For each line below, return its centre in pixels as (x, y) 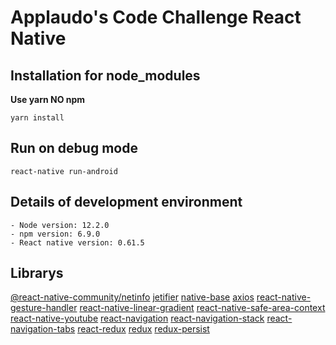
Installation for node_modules (105, 75)
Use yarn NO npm (48, 99)
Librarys (37, 273)
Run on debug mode (74, 148)
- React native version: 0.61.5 (77, 242)
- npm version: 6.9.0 (55, 234)
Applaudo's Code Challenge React (156, 17)
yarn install (37, 118)
